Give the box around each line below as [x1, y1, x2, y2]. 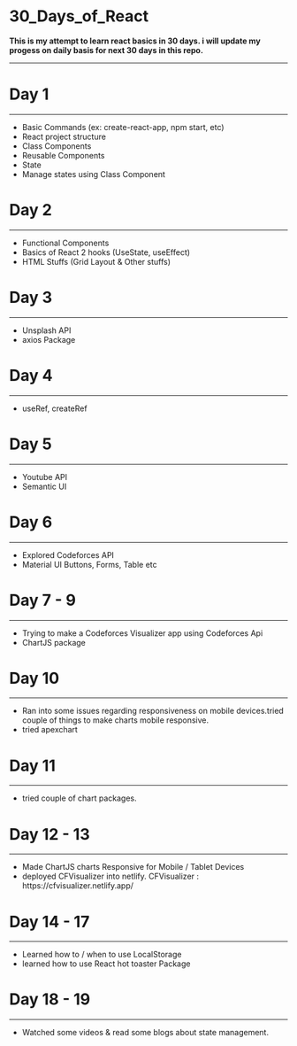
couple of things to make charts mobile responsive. [21, 715, 209, 725]
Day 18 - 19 [9, 989, 91, 1010]
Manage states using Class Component [21, 168, 166, 179]
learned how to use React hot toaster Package [21, 958, 191, 969]
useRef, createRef [21, 403, 88, 414]
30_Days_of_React [9, 6, 148, 27]
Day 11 [9, 755, 56, 776]
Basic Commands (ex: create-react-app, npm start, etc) [21, 121, 225, 132]
